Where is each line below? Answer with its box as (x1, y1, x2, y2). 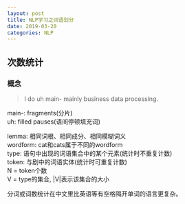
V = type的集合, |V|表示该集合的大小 (7, 174, 110, 183)
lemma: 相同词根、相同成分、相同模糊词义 (7, 132, 126, 140)
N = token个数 (7, 166, 47, 174)
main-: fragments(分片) (7, 109, 73, 117)
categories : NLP (7, 29, 54, 36)
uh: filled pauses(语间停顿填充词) (7, 117, 101, 126)
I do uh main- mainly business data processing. (23, 94, 158, 103)
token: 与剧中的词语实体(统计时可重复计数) (7, 157, 127, 166)
